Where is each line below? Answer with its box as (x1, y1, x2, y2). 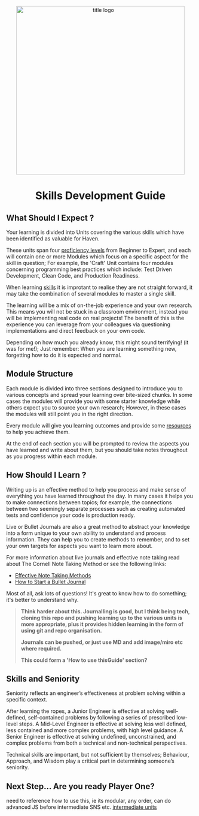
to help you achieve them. (6, 428, 70, 435)
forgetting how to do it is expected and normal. (6, 351, 122, 359)
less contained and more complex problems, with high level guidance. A (6, 727, 183, 734)
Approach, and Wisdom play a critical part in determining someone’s (6, 757, 174, 764)
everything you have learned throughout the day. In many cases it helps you (6, 492, 193, 499)
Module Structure (6, 369, 74, 379)
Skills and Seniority (6, 674, 80, 684)
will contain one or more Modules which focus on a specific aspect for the (6, 253, 189, 260)
